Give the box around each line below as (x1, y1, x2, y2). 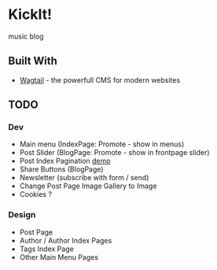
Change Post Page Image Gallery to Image (19, 181, 157, 190)
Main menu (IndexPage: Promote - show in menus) (19, 139, 185, 149)
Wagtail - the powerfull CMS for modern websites (19, 75, 181, 84)
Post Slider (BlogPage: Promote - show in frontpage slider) (19, 148, 210, 157)
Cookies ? (19, 190, 53, 199)
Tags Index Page (19, 244, 75, 253)
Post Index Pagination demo (19, 156, 111, 166)
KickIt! (8, 6, 53, 24)
